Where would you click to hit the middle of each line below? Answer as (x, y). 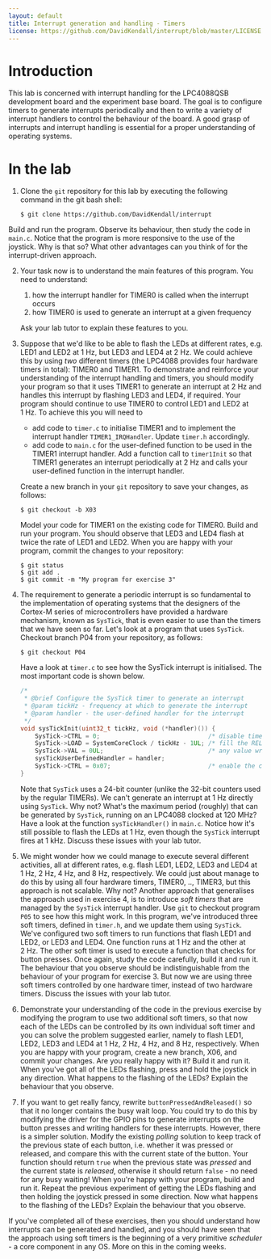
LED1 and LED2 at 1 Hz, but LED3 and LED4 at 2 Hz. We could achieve (136, 352)
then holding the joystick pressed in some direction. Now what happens (139, 1196)
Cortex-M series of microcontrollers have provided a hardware (124, 612)
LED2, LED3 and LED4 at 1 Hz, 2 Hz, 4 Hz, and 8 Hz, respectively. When (140, 1043)
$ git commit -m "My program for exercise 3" (98, 580)
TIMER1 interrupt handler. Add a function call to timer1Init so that (142, 454)
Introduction (51, 71)
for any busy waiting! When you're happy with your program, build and (138, 1179)
